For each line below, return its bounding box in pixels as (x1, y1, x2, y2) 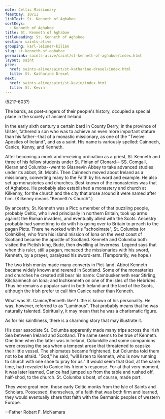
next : (5, 76, 16, 81)
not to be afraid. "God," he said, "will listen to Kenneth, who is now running (5, 353, 157, 359)
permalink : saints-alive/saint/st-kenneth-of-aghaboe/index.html (5, 53, 142, 58)
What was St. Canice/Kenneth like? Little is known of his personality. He (5, 297, 151, 303)
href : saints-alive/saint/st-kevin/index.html (9, 80, 107, 85)
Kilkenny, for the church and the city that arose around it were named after (5, 190, 157, 196)
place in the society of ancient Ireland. (5, 113, 83, 119)
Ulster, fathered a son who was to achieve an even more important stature (5, 128, 156, 134)
